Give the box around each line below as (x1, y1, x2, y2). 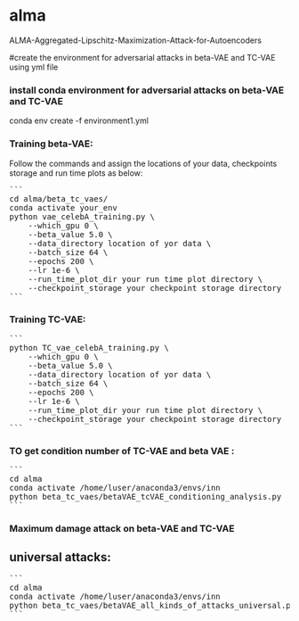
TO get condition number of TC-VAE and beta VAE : (9, 444, 235, 457)
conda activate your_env (9, 203, 117, 212)
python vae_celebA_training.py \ (9, 211, 156, 221)
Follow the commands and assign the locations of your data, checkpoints (9, 158, 278, 169)
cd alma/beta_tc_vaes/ (9, 194, 109, 203)
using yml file (9, 62, 59, 72)
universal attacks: (9, 550, 111, 565)
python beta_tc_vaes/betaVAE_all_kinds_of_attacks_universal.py (9, 600, 296, 610)
